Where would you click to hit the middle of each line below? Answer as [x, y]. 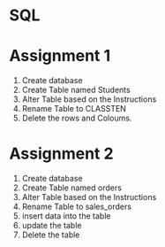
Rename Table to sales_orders [77, 207]
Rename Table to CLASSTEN [74, 109]
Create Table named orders [71, 188]
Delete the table [51, 235]
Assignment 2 [61, 154]
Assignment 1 [60, 56]
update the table [52, 226]
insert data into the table [66, 216]
